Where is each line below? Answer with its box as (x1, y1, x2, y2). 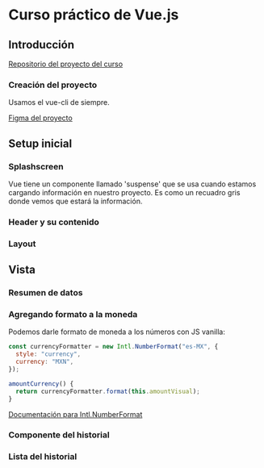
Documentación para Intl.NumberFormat (8, 409, 143, 419)
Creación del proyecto (8, 79, 98, 90)
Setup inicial (8, 136, 73, 150)
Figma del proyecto (8, 113, 73, 123)
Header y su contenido (8, 216, 99, 228)
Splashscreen (8, 161, 65, 172)
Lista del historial (8, 451, 78, 462)
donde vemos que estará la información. (8, 196, 143, 206)
